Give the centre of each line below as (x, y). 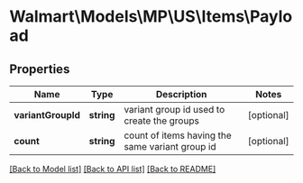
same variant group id (170, 146)
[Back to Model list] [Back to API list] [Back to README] (113, 169)
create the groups (162, 121)
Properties (40, 69)
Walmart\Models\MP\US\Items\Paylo (151, 17)
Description (181, 94)
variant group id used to (174, 110)
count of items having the (178, 135)
